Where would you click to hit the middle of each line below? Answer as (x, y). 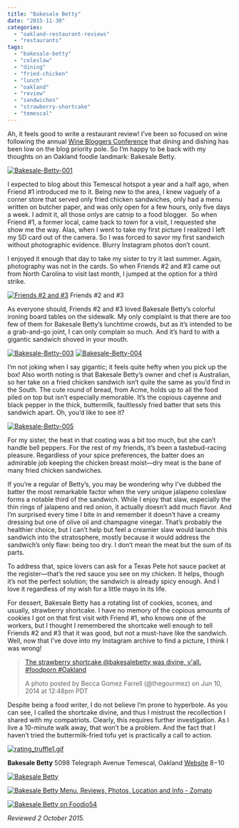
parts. (16, 552)
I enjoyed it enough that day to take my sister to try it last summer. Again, (115, 258)
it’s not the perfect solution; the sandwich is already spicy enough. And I (113, 581)
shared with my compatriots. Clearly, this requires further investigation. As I (118, 720)
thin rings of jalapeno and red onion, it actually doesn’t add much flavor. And (119, 506)
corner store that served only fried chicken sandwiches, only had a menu (115, 199)
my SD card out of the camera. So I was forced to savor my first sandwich (116, 237)
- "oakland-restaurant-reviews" (62, 34)
